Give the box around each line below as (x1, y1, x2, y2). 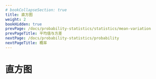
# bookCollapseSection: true (5, 7, 67, 13)
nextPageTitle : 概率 (5, 41, 47, 46)
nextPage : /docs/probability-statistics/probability (5, 36, 119, 41)
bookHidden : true (5, 21, 42, 27)
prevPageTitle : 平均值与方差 (5, 31, 63, 36)
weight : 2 (5, 17, 26, 22)
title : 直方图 (5, 12, 33, 17)
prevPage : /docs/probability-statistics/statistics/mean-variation (5, 26, 151, 31)
